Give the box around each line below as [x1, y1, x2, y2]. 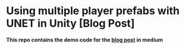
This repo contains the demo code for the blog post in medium [6, 36, 164, 43]
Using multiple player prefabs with [6, 4, 180, 18]
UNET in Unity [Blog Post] [6, 17, 135, 30]
